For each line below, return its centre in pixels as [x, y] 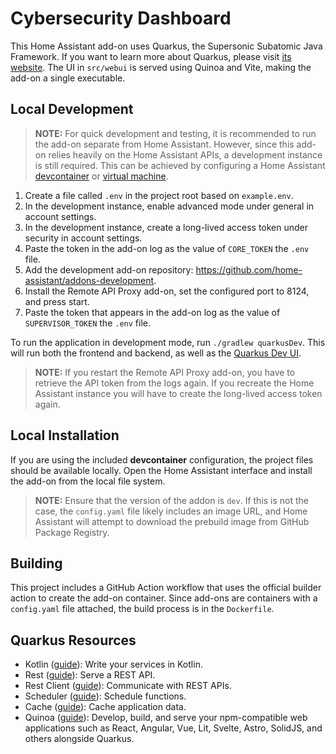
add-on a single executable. [68, 78]
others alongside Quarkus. [79, 739]
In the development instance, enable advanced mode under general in [169, 206]
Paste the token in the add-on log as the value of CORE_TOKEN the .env [167, 248]
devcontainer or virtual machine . [101, 176]
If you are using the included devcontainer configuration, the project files [162, 459]
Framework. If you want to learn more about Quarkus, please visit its [151, 56]
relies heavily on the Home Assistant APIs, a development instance [185, 154]
